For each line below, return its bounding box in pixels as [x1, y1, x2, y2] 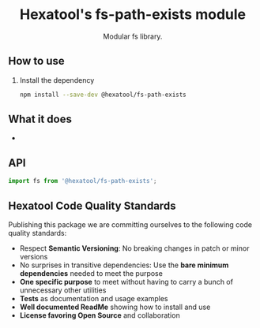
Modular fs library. [103, 32, 163, 41]
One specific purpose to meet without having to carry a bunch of [19, 277, 233, 286]
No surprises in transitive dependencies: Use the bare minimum [19, 260, 229, 270]
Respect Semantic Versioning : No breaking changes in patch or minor [19, 243, 250, 253]
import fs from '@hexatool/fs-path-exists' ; [8, 177, 157, 185]
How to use [8, 54, 65, 68]
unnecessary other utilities [19, 285, 107, 295]
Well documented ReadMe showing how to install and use [19, 302, 211, 311]
